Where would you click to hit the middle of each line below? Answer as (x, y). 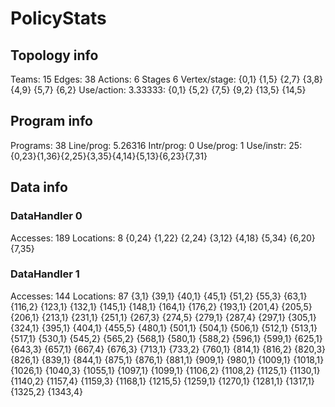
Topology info (54, 55)
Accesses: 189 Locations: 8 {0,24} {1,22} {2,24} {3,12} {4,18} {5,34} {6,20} (163, 238)
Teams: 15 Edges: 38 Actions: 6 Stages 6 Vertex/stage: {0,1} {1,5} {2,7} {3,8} (167, 79)
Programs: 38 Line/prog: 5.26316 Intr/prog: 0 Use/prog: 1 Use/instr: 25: (156, 145)
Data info (39, 187)
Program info (51, 121)
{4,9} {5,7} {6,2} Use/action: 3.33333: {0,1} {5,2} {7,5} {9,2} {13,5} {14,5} (158, 90)
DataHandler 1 (45, 274)
